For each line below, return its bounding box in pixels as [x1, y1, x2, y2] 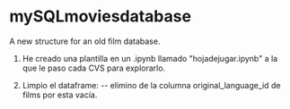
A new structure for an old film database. [9, 36, 161, 46]
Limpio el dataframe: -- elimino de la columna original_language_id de [22, 80, 281, 90]
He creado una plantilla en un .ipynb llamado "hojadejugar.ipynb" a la [22, 53, 278, 63]
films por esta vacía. [22, 89, 98, 100]
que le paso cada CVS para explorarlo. [22, 63, 166, 73]
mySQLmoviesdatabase [9, 6, 191, 27]
